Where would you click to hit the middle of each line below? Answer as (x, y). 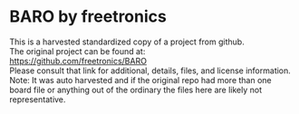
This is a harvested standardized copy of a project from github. (127, 42)
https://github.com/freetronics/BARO (78, 61)
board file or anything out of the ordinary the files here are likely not (136, 90)
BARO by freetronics (88, 17)
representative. (38, 99)
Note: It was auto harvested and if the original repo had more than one (140, 80)
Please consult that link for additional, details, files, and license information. (150, 71)
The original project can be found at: (77, 51)
